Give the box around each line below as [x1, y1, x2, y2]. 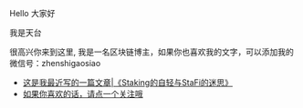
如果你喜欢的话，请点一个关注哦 [22, 89, 143, 99]
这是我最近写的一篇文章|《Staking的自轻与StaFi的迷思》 [22, 77, 234, 88]
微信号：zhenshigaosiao [9, 58, 101, 68]
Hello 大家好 [9, 8, 56, 18]
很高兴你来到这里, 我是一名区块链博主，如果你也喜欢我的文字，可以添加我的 [9, 46, 294, 57]
